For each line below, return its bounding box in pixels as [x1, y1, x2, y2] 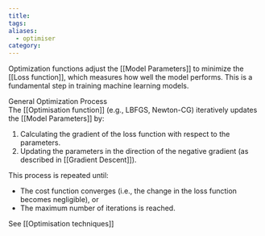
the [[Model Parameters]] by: [8, 114, 105, 123]
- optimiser [15, 34, 56, 43]
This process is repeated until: [8, 171, 109, 180]
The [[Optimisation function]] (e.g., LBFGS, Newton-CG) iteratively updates [8, 106, 258, 115]
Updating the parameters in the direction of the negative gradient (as [19, 147, 249, 156]
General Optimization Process [8, 97, 107, 106]
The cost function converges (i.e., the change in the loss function [19, 186, 238, 196]
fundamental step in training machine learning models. [8, 81, 189, 91]
